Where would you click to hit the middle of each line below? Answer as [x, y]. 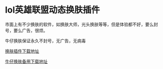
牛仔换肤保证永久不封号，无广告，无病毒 [45, 41]
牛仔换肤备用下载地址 [26, 61]
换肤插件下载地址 [22, 51]
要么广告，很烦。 [30, 30]
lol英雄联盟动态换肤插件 [53, 10]
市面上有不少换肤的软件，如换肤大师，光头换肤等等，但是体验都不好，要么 [79, 24]
